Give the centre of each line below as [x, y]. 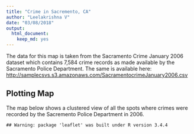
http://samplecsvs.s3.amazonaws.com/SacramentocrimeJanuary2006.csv [97, 75]
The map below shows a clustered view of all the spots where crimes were [97, 108]
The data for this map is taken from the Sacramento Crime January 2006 [95, 56]
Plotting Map [30, 93]
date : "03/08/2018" [30, 23]
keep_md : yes [33, 39]
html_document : [30, 34]
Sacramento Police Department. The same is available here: [79, 68]
